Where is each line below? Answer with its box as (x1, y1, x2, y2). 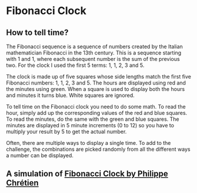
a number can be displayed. (6, 152, 74, 159)
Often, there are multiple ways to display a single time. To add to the (6, 140, 171, 146)
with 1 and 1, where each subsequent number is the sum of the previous (6, 56, 181, 62)
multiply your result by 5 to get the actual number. (6, 128, 127, 135)
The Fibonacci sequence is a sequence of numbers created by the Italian (6, 43, 183, 50)
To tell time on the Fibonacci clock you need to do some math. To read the (6, 103, 186, 110)
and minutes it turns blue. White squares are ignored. (6, 92, 135, 99)
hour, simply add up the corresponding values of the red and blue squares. (6, 110, 188, 116)
